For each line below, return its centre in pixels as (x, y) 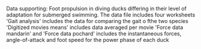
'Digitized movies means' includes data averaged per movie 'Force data (95, 27)
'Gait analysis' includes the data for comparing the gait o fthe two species (97, 21)
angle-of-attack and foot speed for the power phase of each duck (88, 40)
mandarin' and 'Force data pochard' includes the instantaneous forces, (94, 34)
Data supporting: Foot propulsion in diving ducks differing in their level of (97, 9)
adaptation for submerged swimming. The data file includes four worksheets (101, 15)
